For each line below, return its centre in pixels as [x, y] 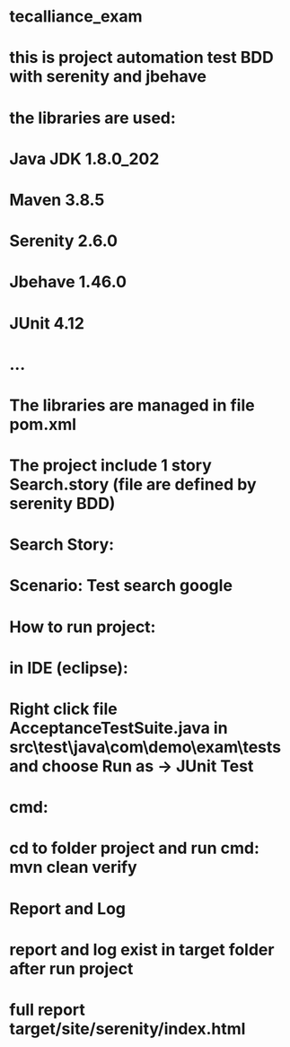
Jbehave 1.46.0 [68, 282]
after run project [71, 968]
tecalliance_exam [76, 17]
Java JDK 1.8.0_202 [84, 158]
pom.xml [43, 424]
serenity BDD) [62, 504]
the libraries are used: [93, 118]
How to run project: [83, 627]
